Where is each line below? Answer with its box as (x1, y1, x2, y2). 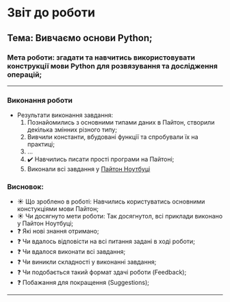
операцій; (7, 70, 42, 79)
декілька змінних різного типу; (27, 125, 118, 134)
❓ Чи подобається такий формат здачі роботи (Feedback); (16, 268, 187, 277)
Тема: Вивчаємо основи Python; (7, 32, 153, 44)
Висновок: (7, 182, 44, 192)
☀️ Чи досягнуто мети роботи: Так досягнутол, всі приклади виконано (16, 212, 223, 221)
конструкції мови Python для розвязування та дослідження (7, 61, 218, 71)
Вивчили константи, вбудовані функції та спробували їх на (27, 133, 199, 141)
